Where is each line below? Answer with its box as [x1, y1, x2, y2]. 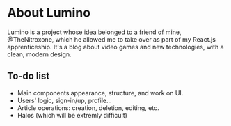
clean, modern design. [7, 50, 72, 58]
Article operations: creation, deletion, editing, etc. [17, 103, 159, 112]
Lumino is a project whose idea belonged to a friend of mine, [7, 28, 182, 36]
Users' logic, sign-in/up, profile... [17, 96, 113, 104]
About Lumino [7, 5, 91, 21]
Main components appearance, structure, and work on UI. [17, 88, 184, 97]
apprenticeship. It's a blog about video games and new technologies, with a [7, 42, 224, 51]
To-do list [7, 70, 50, 82]
